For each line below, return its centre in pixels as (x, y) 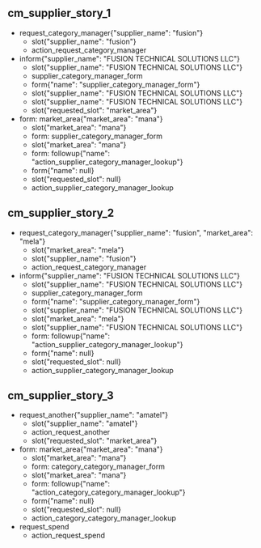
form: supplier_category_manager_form (97, 136)
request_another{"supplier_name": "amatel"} (94, 415)
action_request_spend (68, 535)
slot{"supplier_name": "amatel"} (84, 423)
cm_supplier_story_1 (59, 13)
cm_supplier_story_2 (61, 213)
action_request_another (71, 432)
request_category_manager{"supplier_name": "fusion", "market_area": (136, 232)
